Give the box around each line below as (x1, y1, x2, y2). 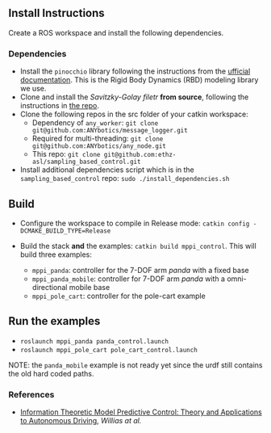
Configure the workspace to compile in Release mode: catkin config (19, 218, 250, 228)
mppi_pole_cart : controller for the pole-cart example (31, 291, 206, 301)
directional (31, 282, 68, 292)
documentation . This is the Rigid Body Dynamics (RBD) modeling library (19, 75, 259, 85)
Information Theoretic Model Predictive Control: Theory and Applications (19, 407, 262, 417)
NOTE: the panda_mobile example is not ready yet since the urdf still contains (8, 359, 263, 370)
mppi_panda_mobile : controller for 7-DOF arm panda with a (31, 274, 226, 284)
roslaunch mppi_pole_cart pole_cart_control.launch (19, 346, 198, 354)
